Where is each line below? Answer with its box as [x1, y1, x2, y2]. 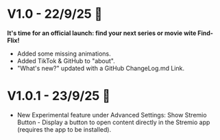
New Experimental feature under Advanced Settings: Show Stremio [16, 110, 207, 119]
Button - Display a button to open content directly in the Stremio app [16, 118, 210, 126]
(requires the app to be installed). [16, 125, 112, 133]
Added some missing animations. [16, 49, 111, 58]
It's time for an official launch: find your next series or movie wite [7, 29, 197, 37]
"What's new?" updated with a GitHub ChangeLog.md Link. [16, 64, 185, 72]
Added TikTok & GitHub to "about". [16, 56, 115, 65]
